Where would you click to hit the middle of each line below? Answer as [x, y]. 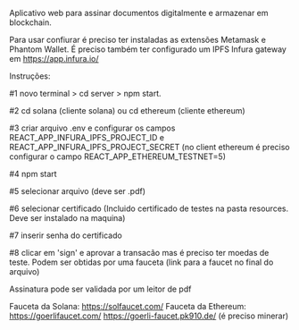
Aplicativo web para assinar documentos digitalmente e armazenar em [139, 13]
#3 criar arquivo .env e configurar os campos [92, 128]
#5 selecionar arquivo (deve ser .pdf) [77, 191]
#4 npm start [33, 174]
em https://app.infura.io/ [54, 59]
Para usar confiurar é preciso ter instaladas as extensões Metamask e [137, 40]
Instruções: [30, 76]
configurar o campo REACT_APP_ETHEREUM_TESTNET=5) [117, 157]
